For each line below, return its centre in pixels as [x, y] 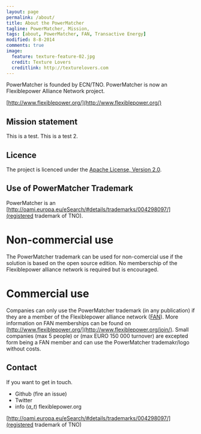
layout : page [22, 12]
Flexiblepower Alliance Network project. [55, 91]
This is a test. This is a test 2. [42, 136]
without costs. [24, 349]
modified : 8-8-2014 [31, 40]
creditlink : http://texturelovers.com [60, 68]
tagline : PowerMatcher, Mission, [48, 29]
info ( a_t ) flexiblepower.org [48, 406]
